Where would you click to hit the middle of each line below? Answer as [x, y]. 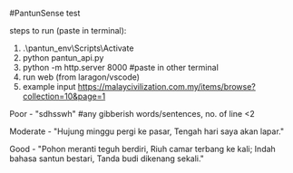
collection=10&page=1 [64, 96]
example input [49, 86]
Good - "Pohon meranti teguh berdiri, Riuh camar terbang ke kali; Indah [143, 149]
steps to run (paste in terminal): [68, 30]
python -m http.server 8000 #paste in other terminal [121, 67]
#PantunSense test [45, 13]
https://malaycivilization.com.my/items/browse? [166, 86]
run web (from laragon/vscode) [81, 77]
